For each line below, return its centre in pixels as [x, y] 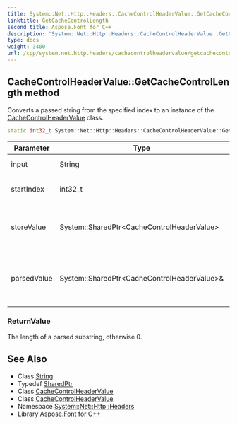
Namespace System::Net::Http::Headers [76, 406]
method [42, 93]
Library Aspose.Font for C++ [59, 414]
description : [26, 34]
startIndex [28, 189]
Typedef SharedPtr [45, 383]
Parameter [32, 148]
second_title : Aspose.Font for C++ [60, 27]
